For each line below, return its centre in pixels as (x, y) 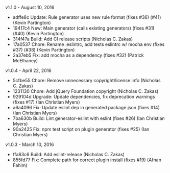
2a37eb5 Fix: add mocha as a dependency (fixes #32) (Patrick (78, 55)
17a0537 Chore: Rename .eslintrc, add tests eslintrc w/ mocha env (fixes (89, 44)
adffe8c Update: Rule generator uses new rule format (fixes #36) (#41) (87, 17)
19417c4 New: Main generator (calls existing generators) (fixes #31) (83, 28)
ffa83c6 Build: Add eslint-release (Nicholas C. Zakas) (69, 154)
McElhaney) (25, 60)
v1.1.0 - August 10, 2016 (30, 7)
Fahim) (20, 165)
